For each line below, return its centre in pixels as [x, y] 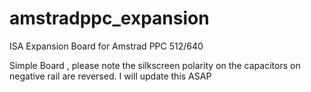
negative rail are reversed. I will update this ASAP [110, 76]
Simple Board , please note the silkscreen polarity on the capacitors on [155, 65]
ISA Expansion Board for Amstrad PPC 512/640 [106, 46]
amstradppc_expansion [109, 18]
